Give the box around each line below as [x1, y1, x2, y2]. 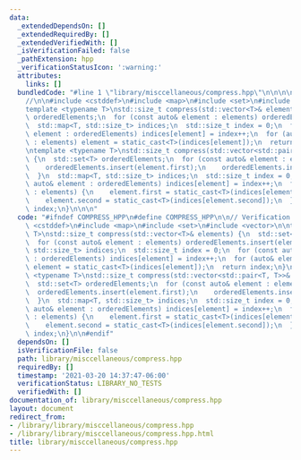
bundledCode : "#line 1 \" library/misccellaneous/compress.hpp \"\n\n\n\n [17, 88, 295, 97]
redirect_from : [9, 413, 66, 422]
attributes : [17, 72, 63, 81]
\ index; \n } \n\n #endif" [25, 329, 115, 338]
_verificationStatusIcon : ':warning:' [17, 64, 163, 72]
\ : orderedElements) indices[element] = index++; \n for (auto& [25, 254, 275, 264]
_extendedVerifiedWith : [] [17, 38, 118, 47]
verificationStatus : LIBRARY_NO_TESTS [17, 379, 163, 388]
